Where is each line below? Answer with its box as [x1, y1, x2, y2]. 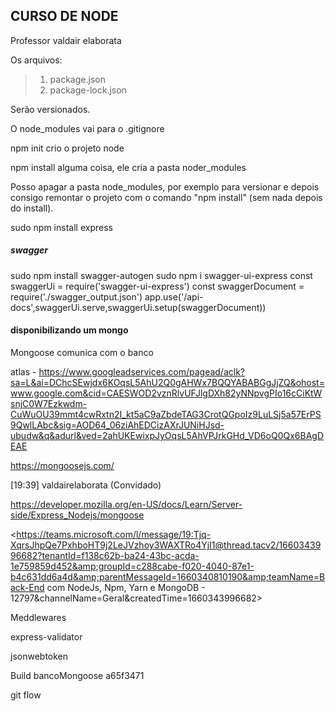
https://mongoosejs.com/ [10, 459, 115, 471]
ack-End [10, 581, 45, 593]
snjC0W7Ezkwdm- [10, 397, 88, 409]
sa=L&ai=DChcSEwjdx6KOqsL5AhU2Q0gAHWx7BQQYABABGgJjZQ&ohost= [10, 376, 325, 388]
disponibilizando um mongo [10, 324, 129, 336]
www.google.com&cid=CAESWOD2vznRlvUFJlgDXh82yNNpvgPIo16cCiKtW [10, 387, 323, 399]
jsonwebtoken [10, 650, 69, 662]
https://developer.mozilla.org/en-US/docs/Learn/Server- [10, 498, 243, 510]
